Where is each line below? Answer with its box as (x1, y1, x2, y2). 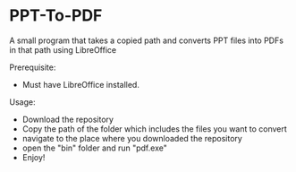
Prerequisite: (9, 62, 56, 73)
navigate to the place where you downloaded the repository (21, 133, 243, 143)
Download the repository (21, 114, 114, 125)
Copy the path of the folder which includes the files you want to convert (21, 123, 288, 134)
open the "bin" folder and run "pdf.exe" (21, 142, 167, 153)
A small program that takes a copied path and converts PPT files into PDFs (9, 35, 284, 46)
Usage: (9, 96, 36, 107)
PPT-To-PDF (9, 5, 103, 26)
